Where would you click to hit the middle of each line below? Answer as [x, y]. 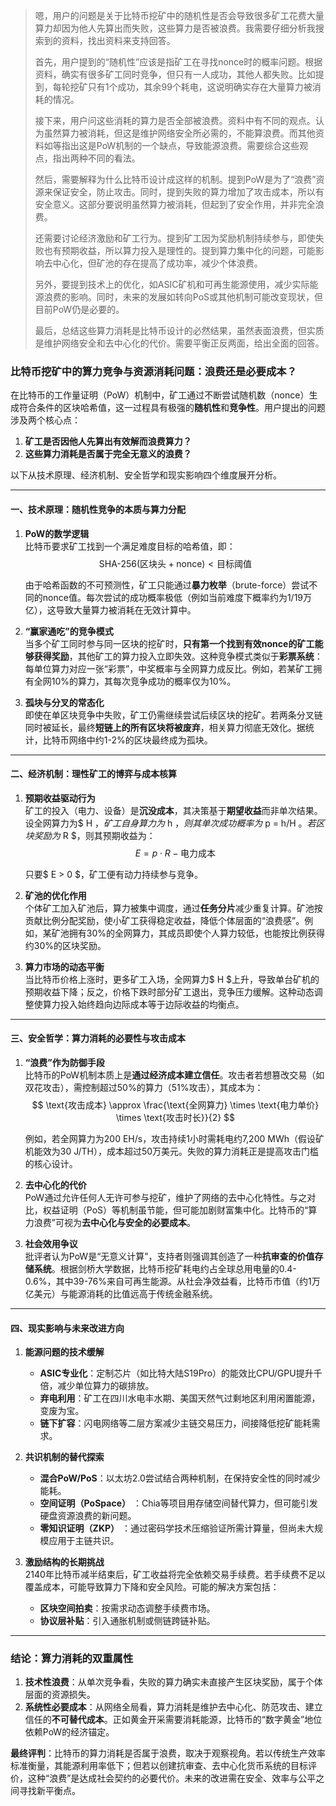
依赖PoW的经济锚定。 [69, 1732]
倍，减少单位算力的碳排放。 [97, 1386]
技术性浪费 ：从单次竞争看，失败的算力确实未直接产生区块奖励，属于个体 [173, 1682]
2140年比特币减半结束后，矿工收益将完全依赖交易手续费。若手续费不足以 [175, 1575]
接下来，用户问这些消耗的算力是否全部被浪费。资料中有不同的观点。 [175, 120]
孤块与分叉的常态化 [64, 702]
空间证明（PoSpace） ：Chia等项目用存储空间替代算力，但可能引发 [178, 1503]
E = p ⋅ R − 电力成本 [175, 853]
